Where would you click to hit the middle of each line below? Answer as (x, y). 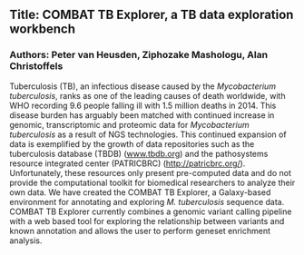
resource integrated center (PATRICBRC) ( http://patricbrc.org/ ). (127, 163)
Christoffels (36, 66)
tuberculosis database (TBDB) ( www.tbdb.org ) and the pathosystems (139, 153)
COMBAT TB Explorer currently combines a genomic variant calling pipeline (151, 211)
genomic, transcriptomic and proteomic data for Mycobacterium (129, 124)
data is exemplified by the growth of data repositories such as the (132, 143)
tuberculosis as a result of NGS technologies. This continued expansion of (148, 134)
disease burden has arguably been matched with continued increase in (142, 115)
